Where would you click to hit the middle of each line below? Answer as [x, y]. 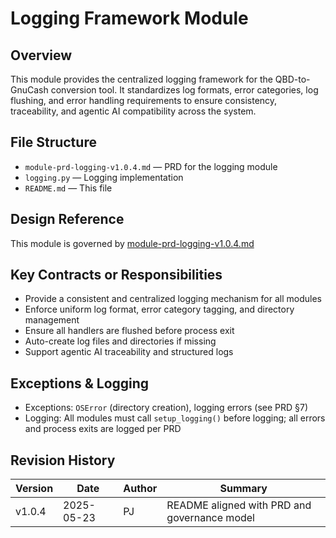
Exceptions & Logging [80, 383]
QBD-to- [292, 79]
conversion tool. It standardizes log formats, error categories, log [184, 90]
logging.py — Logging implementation [104, 177]
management [52, 320]
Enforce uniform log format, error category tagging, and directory [159, 309]
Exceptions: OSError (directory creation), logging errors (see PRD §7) [166, 408]
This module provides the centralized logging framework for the [141, 79]
